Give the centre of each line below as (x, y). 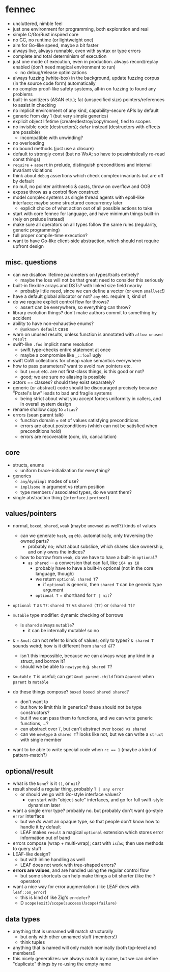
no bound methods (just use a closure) (53, 148)
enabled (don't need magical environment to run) (64, 67)
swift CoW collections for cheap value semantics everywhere (77, 360)
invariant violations (32, 170)
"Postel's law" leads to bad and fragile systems (62, 393)
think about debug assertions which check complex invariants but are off (88, 175)
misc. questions (31, 262)
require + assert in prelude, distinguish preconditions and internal (82, 165)
